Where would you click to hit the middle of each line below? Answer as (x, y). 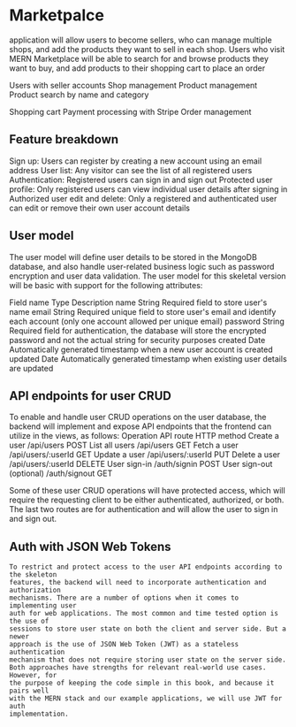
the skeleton (33, 575)
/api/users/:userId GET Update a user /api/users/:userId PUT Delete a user (145, 455)
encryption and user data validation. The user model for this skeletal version (148, 276)
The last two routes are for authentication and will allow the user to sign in (144, 509)
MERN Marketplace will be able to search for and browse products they (139, 58)
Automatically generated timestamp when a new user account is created (141, 349)
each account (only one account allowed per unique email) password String (147, 321)
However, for (33, 676)
